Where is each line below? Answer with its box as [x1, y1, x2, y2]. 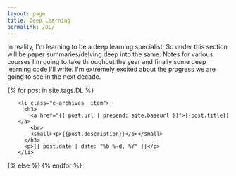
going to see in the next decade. [7, 73, 101, 81]
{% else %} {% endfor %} [7, 161, 82, 170]
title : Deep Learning [7, 17, 71, 24]
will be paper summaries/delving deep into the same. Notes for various [7, 50, 213, 58]
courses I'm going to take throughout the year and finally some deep [7, 58, 206, 66]
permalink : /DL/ [7, 23, 55, 30]
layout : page [7, 10, 46, 18]
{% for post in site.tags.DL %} [7, 86, 94, 95]
